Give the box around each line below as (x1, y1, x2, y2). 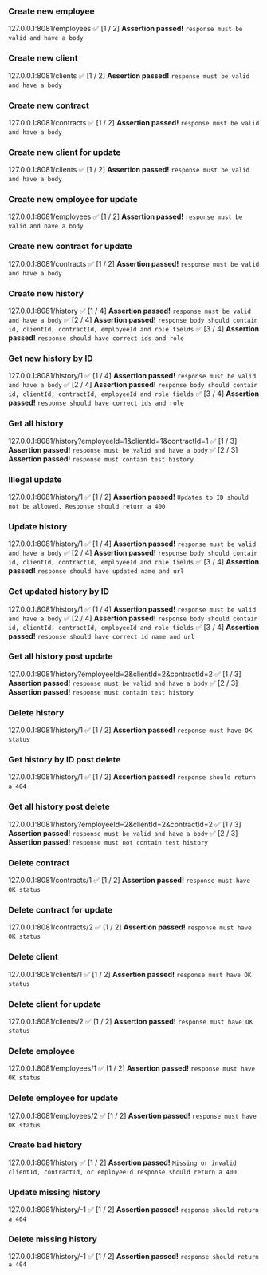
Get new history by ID (8, 353, 93, 364)
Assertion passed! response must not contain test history (8, 837, 209, 847)
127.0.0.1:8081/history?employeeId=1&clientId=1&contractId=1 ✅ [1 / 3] (8, 436, 238, 445)
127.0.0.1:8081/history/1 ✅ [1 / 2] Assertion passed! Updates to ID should (8, 492, 249, 501)
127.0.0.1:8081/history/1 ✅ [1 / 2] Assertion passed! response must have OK (8, 725, 253, 735)
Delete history (8, 707, 65, 718)
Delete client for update (8, 998, 102, 1009)
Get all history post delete (8, 801, 110, 812)
